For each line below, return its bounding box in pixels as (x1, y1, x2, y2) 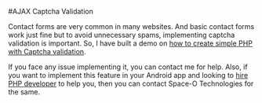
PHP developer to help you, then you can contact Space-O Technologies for (8, 79, 254, 88)
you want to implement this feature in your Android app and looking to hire (8, 71, 249, 79)
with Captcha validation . (8, 47, 86, 56)
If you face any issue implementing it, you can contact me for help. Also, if (8, 62, 249, 72)
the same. (8, 87, 41, 97)
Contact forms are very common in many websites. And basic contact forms (8, 22, 255, 31)
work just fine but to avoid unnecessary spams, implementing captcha (8, 31, 235, 39)
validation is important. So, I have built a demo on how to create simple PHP (8, 39, 253, 48)
